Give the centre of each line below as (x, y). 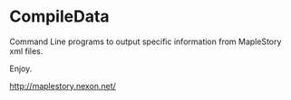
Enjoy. (21, 68)
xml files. (26, 50)
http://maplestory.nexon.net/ (63, 86)
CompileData (60, 17)
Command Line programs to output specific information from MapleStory (145, 41)
